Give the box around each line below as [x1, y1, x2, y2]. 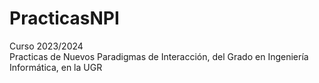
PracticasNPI [9, 7, 120, 30]
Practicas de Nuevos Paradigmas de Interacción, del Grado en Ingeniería [9, 50, 309, 62]
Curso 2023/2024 [9, 40, 84, 52]
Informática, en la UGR [9, 61, 103, 73]
